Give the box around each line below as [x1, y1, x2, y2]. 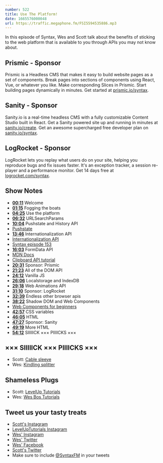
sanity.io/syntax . [5, 130, 38, 136]
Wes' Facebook [12, 442, 44, 447]
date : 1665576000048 [5, 16, 47, 21]
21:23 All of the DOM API [12, 267, 62, 273]
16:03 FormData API [12, 246, 53, 252]
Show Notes [5, 187, 43, 195]
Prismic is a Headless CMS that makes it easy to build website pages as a [5, 72, 153, 78]
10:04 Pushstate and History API [12, 220, 78, 226]
